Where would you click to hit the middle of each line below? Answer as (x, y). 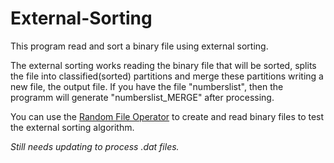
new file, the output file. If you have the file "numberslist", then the (147, 86)
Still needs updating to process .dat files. (95, 146)
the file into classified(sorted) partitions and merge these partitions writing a (167, 76)
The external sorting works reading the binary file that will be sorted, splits (163, 65)
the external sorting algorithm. (72, 127)
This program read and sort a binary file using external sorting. (139, 46)
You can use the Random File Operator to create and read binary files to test (167, 116)
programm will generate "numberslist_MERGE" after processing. (142, 97)
